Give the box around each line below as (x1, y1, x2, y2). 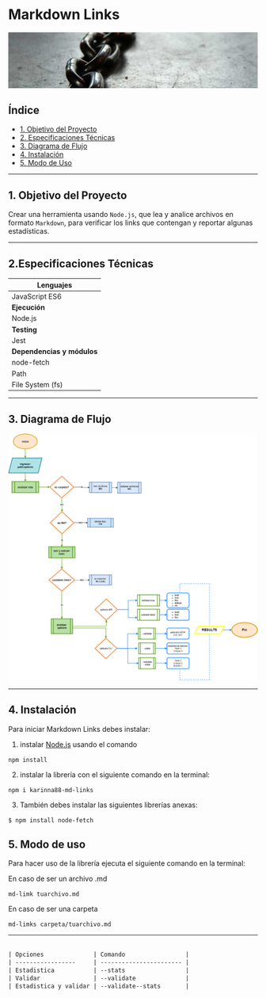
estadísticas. (8, 227, 50, 236)
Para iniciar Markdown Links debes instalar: (8, 724, 150, 733)
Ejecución (11, 303, 45, 312)
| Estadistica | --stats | (8, 966, 190, 975)
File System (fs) (11, 379, 63, 389)
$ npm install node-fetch (8, 816, 93, 825)
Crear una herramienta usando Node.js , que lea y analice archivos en (8, 210, 234, 219)
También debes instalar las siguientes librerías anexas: (19, 800, 198, 809)
